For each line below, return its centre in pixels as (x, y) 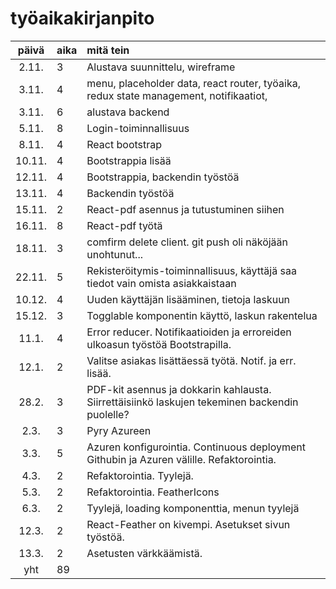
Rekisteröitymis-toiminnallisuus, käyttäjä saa (191, 270)
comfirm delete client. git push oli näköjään (187, 242)
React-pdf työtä (124, 225)
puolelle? (108, 414)
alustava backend (128, 112)
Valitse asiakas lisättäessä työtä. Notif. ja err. (191, 360)
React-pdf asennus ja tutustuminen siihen (185, 209)
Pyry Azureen (119, 430)
